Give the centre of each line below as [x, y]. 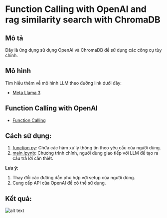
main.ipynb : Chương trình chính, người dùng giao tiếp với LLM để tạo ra [85, 153]
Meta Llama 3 [26, 93]
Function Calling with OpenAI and [76, 9]
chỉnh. [12, 55]
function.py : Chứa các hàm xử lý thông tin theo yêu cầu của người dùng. [86, 148]
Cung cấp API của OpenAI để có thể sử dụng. [59, 183]
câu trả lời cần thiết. [33, 158]
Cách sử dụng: [28, 136]
